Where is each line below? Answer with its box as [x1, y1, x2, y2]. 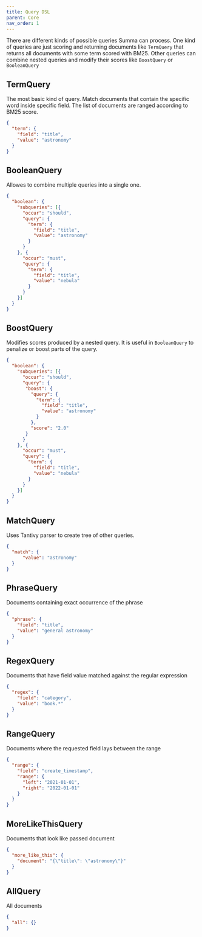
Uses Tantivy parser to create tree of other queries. [6, 531, 135, 539]
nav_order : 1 [6, 20, 39, 26]
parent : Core [6, 15, 39, 21]
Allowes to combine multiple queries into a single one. [6, 181, 141, 188]
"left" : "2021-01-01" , [22, 779, 80, 785]
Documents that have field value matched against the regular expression [6, 672, 188, 679]
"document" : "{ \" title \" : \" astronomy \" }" [17, 858, 126, 864]
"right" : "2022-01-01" [22, 785, 80, 791]
